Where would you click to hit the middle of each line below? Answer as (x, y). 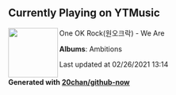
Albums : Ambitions (91, 49)
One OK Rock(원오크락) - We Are (112, 33)
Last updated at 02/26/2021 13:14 (114, 64)
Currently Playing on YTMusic (84, 13)
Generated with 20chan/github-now (69, 82)
